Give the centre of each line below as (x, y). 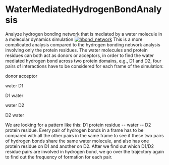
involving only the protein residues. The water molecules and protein (76, 50)
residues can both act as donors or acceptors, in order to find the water (80, 55)
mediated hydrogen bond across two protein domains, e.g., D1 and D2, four (83, 61)
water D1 (14, 86)
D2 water (15, 115)
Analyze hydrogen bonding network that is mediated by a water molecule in (84, 34)
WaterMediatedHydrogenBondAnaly (83, 9)
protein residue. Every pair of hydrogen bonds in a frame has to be (74, 130)
